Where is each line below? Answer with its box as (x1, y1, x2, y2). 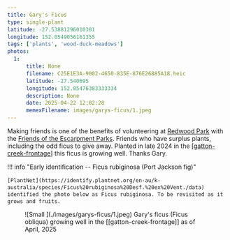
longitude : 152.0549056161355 (7, 33, 96, 40)
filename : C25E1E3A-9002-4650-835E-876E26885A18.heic (25, 70, 187, 77)
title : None (25, 63, 61, 70)
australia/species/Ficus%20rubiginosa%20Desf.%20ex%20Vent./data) (7, 184, 205, 191)
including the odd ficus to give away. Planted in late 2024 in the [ (7, 142, 194, 150)
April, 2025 (24, 225, 57, 233)
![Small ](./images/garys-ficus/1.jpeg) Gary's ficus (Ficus (24, 210, 189, 218)
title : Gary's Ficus (7, 11, 68, 18)
